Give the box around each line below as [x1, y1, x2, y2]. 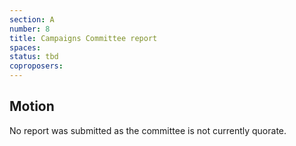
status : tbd [9, 52, 59, 62]
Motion [9, 98, 55, 115]
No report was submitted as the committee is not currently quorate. [9, 124, 287, 136]
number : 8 [9, 24, 51, 34]
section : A [9, 14, 55, 25]
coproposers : [9, 61, 64, 71]
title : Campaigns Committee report [9, 33, 158, 43]
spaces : [9, 42, 42, 53]
